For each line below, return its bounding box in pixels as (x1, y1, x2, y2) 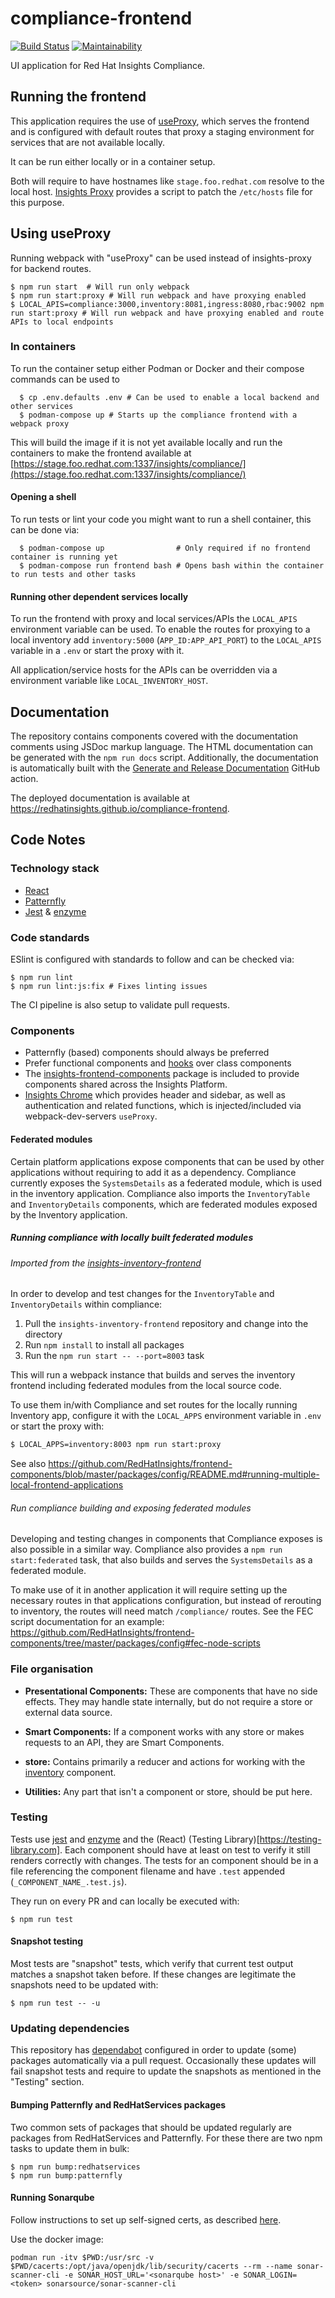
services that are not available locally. (10, 136, 166, 148)
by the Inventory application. (10, 1208, 128, 1221)
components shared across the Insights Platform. (24, 1078, 228, 1091)
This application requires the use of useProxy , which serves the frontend (10, 115, 310, 127)
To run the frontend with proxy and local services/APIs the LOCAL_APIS (10, 613, 298, 625)
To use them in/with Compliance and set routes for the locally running (10, 1399, 298, 1411)
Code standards (10, 930, 90, 944)
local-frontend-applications (10, 1479, 124, 1491)
